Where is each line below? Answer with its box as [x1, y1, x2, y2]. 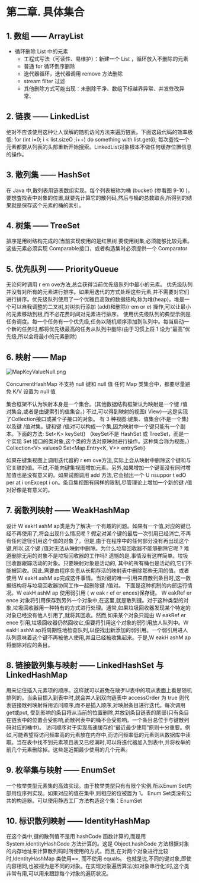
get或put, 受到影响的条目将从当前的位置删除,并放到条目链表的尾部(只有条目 [6, 709, 190, 716]
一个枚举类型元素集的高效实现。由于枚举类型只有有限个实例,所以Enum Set [6, 782, 187, 789]
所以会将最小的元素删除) [18, 333, 78, 340]
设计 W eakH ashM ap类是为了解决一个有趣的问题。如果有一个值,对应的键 [6, 522, 186, 529]
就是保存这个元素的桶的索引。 [11, 202, 84, 209]
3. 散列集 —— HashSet [6, 170, 91, 180]
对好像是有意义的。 [6, 486, 53, 494]
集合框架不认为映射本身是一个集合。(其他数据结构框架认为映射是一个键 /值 [6, 401, 188, 408]
